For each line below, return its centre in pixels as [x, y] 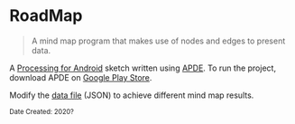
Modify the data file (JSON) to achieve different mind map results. [132, 95]
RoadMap [46, 16]
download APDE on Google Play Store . [81, 77]
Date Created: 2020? [42, 111]
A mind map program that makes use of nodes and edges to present [158, 41]
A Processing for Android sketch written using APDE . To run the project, [143, 68]
